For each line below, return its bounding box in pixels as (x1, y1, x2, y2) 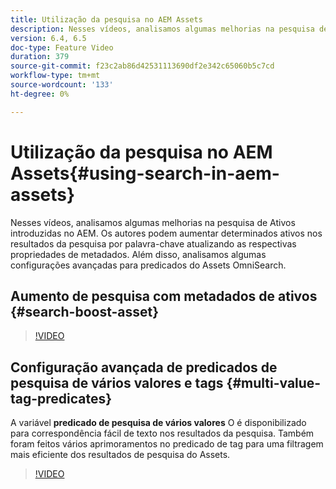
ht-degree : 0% (10, 89, 70, 99)
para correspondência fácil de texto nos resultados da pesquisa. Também (10, 427, 315, 440)
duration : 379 (10, 52, 70, 62)
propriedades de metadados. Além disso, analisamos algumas (10, 248, 267, 260)
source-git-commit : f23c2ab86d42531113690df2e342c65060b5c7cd (10, 61, 275, 71)
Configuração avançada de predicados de (10, 359, 278, 376)
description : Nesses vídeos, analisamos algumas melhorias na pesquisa (10, 24, 315, 34)
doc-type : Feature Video (10, 42, 114, 53)
